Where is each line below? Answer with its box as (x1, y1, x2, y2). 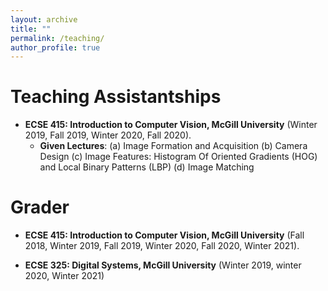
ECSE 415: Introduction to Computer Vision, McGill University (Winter (24, 119, 318, 131)
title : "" (10, 24, 52, 34)
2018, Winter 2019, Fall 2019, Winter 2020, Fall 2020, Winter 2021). (24, 240, 300, 252)
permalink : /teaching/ (10, 33, 105, 43)
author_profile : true (10, 42, 101, 53)
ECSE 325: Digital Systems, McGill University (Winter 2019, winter (24, 259, 302, 271)
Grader (10, 196, 70, 219)
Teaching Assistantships (10, 86, 222, 108)
